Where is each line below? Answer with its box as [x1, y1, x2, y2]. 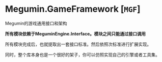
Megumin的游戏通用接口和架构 [5, 20, 67, 26]
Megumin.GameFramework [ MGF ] [5, 3, 141, 15]
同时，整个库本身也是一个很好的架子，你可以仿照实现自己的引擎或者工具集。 [5, 52, 160, 58]
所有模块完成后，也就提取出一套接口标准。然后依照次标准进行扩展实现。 [5, 41, 151, 47]
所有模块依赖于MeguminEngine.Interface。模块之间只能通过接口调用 [5, 31, 146, 36]
